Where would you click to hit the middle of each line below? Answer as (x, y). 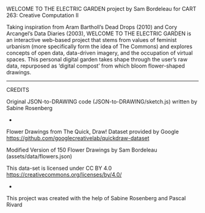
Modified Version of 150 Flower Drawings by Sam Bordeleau (82, 150)
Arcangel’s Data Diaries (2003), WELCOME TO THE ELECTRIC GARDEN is (99, 33)
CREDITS (18, 90)
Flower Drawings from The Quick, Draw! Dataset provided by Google (92, 131)
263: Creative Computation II (43, 15)
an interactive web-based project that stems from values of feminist (92, 40)
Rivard (14, 204)
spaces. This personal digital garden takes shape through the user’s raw (97, 59)
